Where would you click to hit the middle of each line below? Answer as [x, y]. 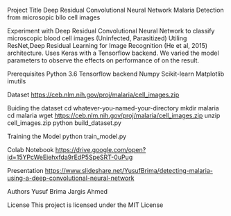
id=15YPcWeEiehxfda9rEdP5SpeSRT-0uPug [70, 157]
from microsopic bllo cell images [54, 17]
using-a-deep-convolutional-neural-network [71, 178]
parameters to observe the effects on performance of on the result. [103, 60]
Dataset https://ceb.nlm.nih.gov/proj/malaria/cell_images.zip [93, 94]
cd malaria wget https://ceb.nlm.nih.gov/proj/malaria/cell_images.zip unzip [114, 115]
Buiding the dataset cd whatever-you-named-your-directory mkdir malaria [113, 108]
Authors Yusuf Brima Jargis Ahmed [57, 191]
